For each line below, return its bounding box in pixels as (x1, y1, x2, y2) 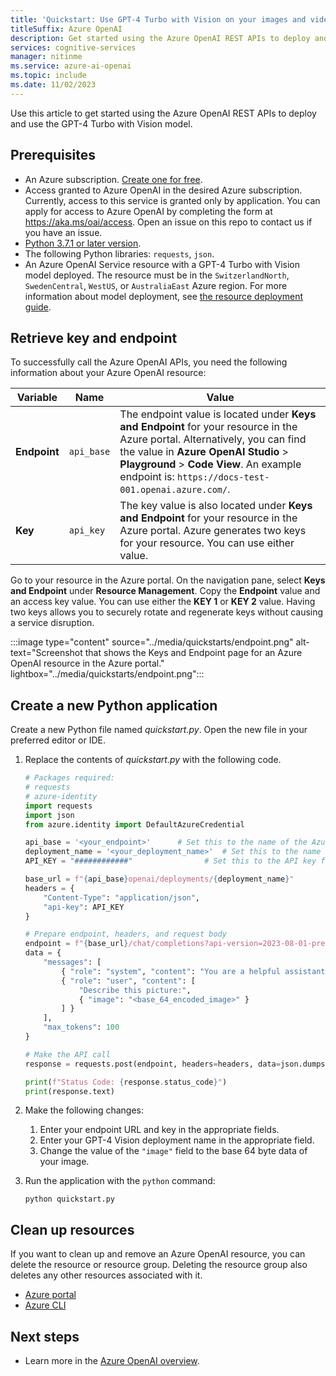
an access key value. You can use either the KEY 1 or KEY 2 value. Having (10, 596, 316, 608)
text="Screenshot (10, 647, 83, 659)
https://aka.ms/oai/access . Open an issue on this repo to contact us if (24, 216, 313, 228)
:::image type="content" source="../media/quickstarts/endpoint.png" (10, 636, 294, 648)
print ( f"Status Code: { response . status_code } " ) (24, 1077, 228, 1087)
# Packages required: (24, 773, 115, 783)
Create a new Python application (10, 697, 218, 714)
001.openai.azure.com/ (119, 484, 228, 496)
